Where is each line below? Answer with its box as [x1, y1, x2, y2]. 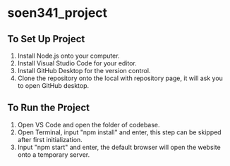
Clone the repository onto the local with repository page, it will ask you [17, 74, 224, 82]
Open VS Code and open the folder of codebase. [17, 120, 160, 129]
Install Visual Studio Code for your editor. [17, 59, 138, 68]
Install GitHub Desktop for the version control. [17, 67, 151, 75]
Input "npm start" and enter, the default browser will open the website [17, 143, 221, 151]
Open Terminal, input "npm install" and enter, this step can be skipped [17, 128, 222, 136]
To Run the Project [7, 102, 90, 114]
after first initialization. [17, 135, 83, 143]
